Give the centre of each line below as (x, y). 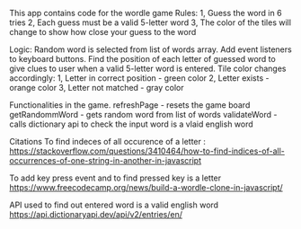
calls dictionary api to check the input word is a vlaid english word (131, 124)
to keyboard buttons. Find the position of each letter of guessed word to (142, 59)
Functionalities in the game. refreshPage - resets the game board (130, 105)
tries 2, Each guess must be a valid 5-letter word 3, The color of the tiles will (150, 22)
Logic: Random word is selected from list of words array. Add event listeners (150, 49)
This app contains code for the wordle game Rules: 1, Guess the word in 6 (146, 13)
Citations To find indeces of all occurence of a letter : (108, 141)
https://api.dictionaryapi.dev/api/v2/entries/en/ (96, 214)
